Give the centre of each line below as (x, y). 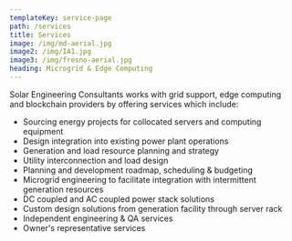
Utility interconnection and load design (95, 160)
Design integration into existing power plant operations (125, 141)
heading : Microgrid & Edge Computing (81, 69)
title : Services (40, 35)
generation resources (63, 189)
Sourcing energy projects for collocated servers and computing (142, 121)
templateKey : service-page (61, 18)
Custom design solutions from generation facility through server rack (152, 208)
